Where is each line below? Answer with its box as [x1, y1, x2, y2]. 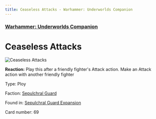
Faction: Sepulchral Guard [5, 90, 57, 96]
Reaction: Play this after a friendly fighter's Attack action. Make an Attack [5, 67, 152, 72]
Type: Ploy [5, 81, 27, 87]
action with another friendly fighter [5, 71, 74, 78]
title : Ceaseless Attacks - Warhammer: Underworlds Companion [5, 7, 133, 12]
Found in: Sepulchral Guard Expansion [5, 100, 81, 106]
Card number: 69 [5, 109, 39, 115]
